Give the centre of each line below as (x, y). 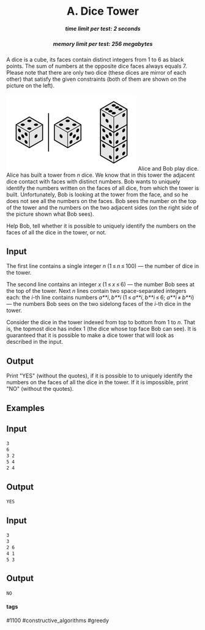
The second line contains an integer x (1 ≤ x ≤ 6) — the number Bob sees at (100, 284)
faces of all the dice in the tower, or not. (57, 232)
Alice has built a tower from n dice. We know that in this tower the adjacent (101, 175)
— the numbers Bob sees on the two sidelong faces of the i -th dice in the (99, 304)
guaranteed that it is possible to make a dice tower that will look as (90, 335)
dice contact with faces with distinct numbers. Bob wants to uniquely (93, 181)
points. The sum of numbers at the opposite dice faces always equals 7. (97, 66)
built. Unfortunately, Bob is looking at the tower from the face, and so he (97, 195)
